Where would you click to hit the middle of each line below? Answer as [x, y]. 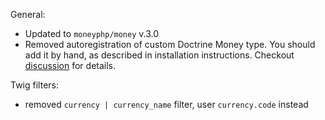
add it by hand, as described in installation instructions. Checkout [159, 55]
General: [28, 14]
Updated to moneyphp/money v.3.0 [92, 33]
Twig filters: [34, 85]
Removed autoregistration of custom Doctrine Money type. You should [170, 44]
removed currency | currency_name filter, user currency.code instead [166, 104]
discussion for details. [70, 65]
